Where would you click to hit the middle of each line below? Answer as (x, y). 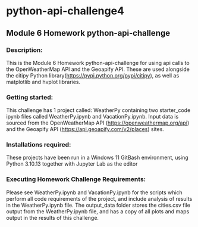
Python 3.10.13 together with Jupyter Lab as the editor (72, 164)
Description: (24, 50)
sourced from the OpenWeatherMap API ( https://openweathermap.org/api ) (98, 123)
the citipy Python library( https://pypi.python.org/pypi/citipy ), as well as (93, 75)
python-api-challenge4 (65, 11)
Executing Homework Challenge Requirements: (76, 179)
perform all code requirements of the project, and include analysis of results (99, 198)
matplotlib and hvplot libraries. (43, 82)
